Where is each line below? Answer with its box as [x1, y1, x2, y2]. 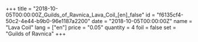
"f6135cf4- [156, 11, 184, 18]
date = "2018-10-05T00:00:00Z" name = [91, 18, 193, 24]
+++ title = [5, 5, 32, 12]
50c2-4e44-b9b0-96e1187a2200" [5, 18, 91, 24]
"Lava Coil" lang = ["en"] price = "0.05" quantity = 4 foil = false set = [5, 24, 177, 31]
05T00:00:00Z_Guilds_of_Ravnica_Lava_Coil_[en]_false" [5, 11, 145, 18]
